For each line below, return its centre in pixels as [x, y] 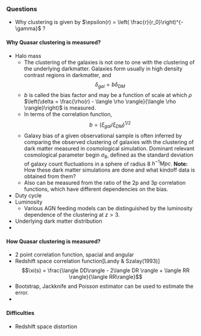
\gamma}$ [28, 28]
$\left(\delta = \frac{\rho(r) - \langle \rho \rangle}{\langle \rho [100, 102]
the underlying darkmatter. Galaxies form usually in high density [103, 69]
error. [22, 293]
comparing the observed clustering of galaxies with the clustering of [109, 142]
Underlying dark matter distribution [58, 221]
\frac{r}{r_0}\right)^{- [157, 22]
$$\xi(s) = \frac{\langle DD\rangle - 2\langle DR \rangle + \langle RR [105, 270]
